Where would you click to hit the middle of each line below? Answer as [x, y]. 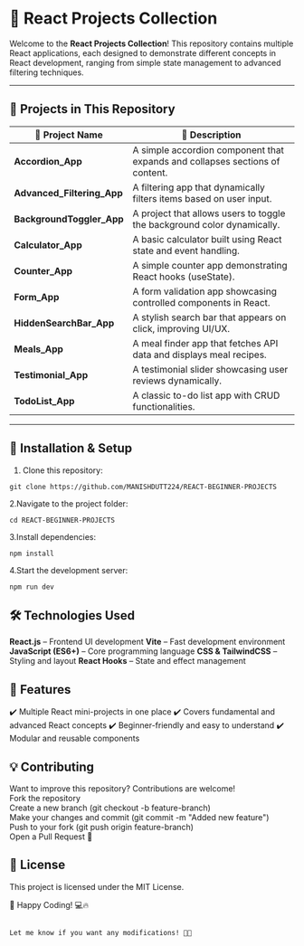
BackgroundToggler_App [69, 219]
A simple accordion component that [209, 150]
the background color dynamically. [206, 224]
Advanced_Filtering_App [69, 193]
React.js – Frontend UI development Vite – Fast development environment [147, 642]
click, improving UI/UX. [181, 328]
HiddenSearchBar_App [64, 323]
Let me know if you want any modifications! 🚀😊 [101, 932]
